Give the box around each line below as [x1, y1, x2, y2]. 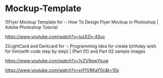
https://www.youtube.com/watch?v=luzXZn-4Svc [5, 34, 105, 39]
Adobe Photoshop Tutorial [5, 24, 58, 30]
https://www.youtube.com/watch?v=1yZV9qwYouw [5, 58, 109, 63]
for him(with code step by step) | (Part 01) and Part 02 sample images [5, 48, 146, 54]
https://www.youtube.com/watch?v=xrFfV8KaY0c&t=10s [5, 67, 119, 73]
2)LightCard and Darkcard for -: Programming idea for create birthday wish [5, 43, 157, 49]
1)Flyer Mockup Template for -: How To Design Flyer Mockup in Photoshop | [5, 19, 159, 25]
